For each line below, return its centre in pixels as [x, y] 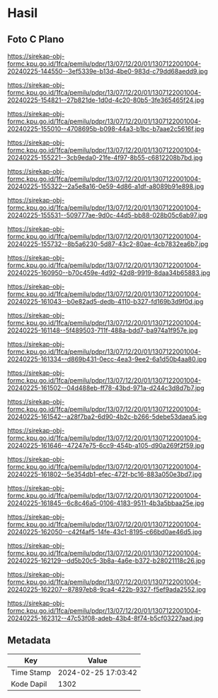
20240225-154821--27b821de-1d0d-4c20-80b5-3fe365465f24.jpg [106, 100]
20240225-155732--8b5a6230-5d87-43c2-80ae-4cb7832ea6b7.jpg [108, 244]
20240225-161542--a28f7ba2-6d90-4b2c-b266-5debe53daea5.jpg [107, 417]
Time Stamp [31, 672]
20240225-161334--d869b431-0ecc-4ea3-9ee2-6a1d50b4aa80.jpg [107, 359]
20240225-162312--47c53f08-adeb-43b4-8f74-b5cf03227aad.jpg [105, 618]
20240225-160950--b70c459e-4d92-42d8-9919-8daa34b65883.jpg [109, 273]
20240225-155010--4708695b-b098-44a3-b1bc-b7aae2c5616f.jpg [106, 129]
